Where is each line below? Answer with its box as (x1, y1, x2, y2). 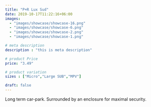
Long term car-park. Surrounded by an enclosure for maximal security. (5, 96, 147, 102)
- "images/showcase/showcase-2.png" (9, 30, 84, 35)
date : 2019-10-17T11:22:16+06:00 (5, 12, 73, 17)
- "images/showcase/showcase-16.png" (9, 20, 86, 26)
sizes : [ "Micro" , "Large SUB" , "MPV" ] (5, 74, 82, 79)
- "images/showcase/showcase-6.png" (9, 25, 84, 30)
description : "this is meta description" (5, 47, 92, 53)
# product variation (5, 70, 47, 74)
